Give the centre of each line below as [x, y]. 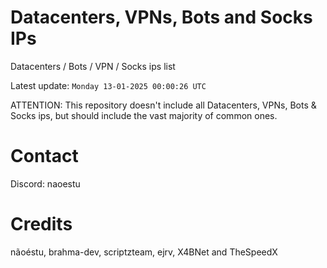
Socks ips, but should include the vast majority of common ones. [144, 115]
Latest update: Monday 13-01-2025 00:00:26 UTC [108, 85]
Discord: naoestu [45, 183]
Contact [44, 156]
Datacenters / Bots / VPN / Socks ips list [93, 66]
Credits [41, 224]
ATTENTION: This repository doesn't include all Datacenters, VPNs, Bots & [163, 105]
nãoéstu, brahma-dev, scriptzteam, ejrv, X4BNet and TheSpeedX [144, 252]
